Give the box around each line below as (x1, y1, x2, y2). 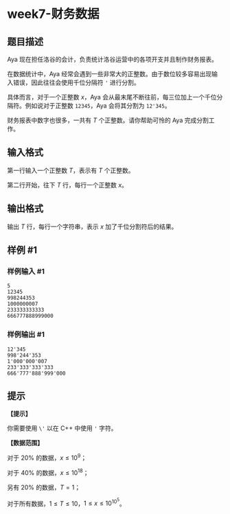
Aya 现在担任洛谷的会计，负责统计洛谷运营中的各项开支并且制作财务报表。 (7, 56, 218, 63)
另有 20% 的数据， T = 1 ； (7, 483, 81, 491)
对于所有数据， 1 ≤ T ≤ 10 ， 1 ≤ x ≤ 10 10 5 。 (7, 497, 126, 508)
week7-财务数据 (7, 6, 100, 22)
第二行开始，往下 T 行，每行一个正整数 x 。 (7, 180, 128, 189)
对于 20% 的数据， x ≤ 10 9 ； (7, 452, 87, 462)
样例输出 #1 (7, 330, 45, 340)
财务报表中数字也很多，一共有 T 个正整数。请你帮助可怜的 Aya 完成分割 (7, 116, 209, 124)
